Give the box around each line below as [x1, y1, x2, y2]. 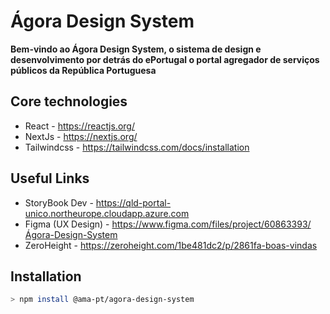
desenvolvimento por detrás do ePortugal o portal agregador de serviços [10, 53, 320, 65]
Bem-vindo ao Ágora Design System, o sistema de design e [10, 43, 262, 55]
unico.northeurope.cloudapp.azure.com [24, 207, 190, 219]
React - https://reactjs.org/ [24, 120, 135, 132]
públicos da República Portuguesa [10, 64, 157, 76]
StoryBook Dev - [24, 196, 94, 209]
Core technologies [10, 93, 128, 110]
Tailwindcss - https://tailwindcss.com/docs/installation [24, 141, 250, 153]
